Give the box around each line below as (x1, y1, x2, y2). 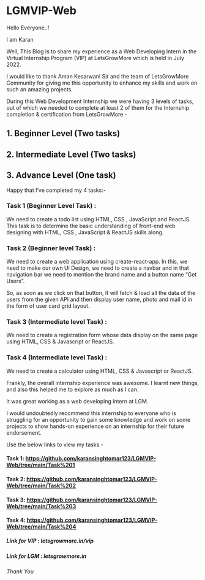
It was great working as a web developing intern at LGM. (6, 397, 149, 405)
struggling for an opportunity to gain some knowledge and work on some (6, 416, 191, 423)
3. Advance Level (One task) (6, 170, 116, 181)
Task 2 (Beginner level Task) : (6, 243, 96, 252)
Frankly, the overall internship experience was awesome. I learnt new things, (6, 379, 199, 386)
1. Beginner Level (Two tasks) (6, 128, 121, 139)
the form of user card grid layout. (6, 302, 90, 310)
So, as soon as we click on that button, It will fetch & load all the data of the (6, 289, 196, 297)
